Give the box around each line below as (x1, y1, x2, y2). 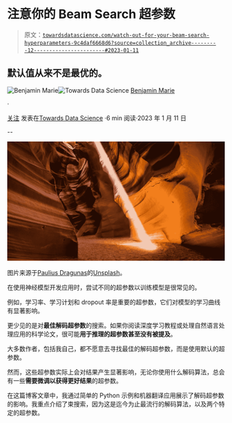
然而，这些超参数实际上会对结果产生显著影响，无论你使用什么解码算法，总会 (7, 368, 225, 376)
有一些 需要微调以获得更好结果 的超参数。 (7, 376, 122, 384)
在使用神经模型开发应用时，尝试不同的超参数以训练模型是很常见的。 (7, 283, 201, 291)
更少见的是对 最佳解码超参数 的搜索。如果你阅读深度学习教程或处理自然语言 (7, 321, 219, 329)
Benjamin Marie (130, 86, 175, 94)
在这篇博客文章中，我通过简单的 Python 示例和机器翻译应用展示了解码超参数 (7, 391, 224, 399)
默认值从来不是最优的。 (7, 67, 107, 79)
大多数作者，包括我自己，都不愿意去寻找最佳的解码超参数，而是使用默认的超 (7, 344, 225, 352)
